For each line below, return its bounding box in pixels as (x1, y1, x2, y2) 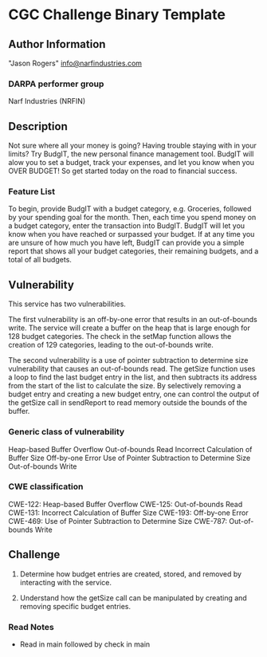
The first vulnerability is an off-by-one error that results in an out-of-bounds (8, 315, 257, 325)
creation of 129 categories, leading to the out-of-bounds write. (8, 340, 214, 350)
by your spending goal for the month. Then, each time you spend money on (8, 213, 257, 222)
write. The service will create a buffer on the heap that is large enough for (8, 323, 251, 332)
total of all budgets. (8, 255, 72, 265)
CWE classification (8, 481, 84, 492)
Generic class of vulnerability (8, 427, 125, 438)
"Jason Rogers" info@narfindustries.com (8, 58, 142, 68)
